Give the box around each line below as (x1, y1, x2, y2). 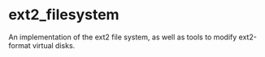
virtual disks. (32, 40, 76, 50)
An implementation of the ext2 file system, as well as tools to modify (8, 32, 237, 42)
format (8, 40, 31, 50)
